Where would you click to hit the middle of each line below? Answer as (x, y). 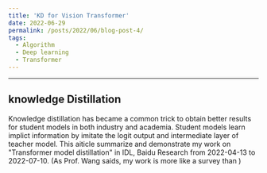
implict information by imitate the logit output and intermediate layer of (124, 135)
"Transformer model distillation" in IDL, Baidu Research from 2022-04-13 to (132, 152)
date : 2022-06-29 (37, 23)
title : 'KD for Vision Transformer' (69, 15)
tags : (17, 38)
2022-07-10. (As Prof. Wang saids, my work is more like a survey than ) (125, 160)
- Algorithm (35, 45)
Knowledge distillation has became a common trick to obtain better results (130, 118)
